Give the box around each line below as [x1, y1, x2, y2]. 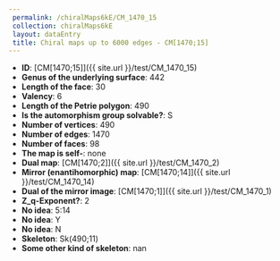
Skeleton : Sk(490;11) [21, 233, 99, 244]
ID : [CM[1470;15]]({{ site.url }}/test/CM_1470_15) [21, 63, 198, 73]
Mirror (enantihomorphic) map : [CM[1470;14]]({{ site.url [21, 167, 231, 178]
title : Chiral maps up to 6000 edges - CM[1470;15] [12, 38, 209, 47]
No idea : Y [21, 215, 62, 225]
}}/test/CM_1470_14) [21, 176, 95, 188]
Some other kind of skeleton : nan [21, 243, 147, 254]
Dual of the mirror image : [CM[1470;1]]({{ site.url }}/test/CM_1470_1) [21, 186, 272, 197]
